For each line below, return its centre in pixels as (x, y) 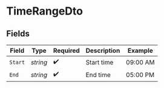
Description (103, 51)
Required (66, 51)
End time (98, 75)
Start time (100, 62)
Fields (18, 34)
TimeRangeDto (45, 11)
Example (140, 51)
